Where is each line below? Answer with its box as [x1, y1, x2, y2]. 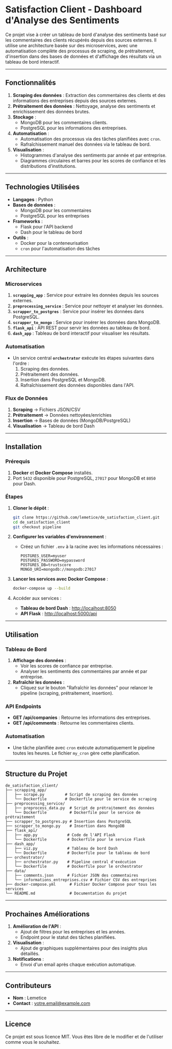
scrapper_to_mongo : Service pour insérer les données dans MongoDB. [12, 319, 161, 325]
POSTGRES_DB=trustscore [20, 562, 72, 568]
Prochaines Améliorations [5, 909, 90, 918]
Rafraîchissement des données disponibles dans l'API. [20, 382, 135, 388]
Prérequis [5, 458, 30, 465]
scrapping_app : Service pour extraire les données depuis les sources [12, 292, 159, 298]
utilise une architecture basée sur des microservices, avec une [5, 42, 138, 48]
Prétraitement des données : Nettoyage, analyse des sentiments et [12, 103, 156, 109]
